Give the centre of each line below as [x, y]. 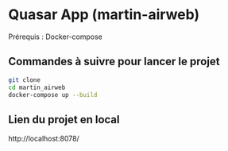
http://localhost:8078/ [44, 139]
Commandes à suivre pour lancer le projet [114, 62]
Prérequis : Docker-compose [56, 37]
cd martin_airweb [37, 87]
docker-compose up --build [53, 95]
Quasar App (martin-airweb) [104, 15]
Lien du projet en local [64, 120]
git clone [25, 80]
